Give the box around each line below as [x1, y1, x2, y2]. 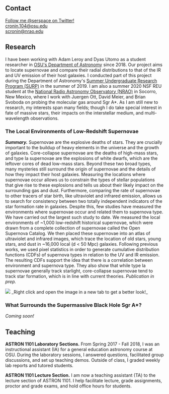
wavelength [5, 115, 30, 121]
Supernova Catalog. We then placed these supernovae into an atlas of [5, 230, 150, 236]
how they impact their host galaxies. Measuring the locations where [5, 171, 146, 177]
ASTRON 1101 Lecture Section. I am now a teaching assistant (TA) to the [5, 372, 156, 378]
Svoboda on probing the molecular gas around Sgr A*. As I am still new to [5, 99, 158, 105]
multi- [144, 109, 157, 116]
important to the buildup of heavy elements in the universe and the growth [5, 144, 159, 150]
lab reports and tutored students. [5, 363, 74, 369]
